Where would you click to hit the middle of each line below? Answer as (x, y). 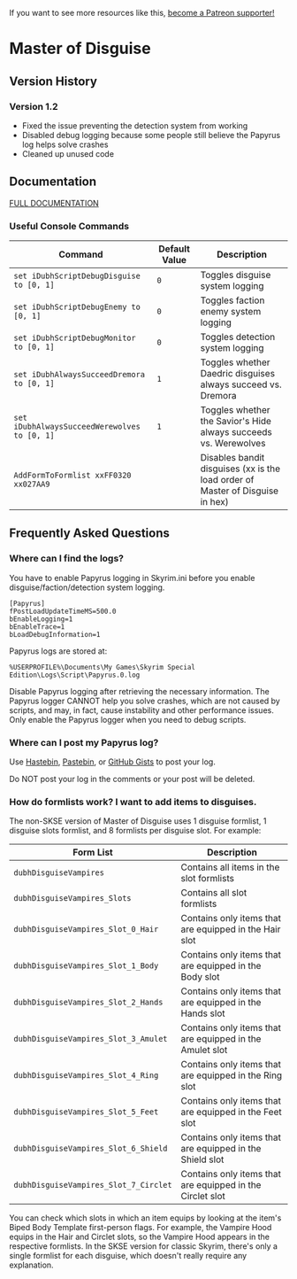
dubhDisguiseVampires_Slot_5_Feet (86, 1112)
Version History (53, 81)
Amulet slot (204, 1050)
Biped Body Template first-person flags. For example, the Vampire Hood (141, 1228)
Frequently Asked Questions (90, 534)
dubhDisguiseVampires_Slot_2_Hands (88, 1003)
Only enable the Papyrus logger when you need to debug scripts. (128, 719)
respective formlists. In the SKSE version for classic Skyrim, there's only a (144, 1246)
